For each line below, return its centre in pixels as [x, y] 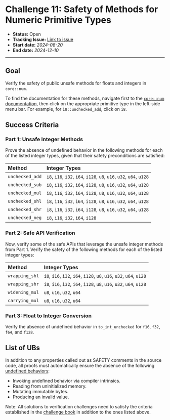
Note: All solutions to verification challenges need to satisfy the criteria [79, 406]
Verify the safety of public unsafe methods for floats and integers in [76, 83]
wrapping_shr [24, 284]
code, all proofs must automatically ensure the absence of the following [80, 365]
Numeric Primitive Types [58, 20]
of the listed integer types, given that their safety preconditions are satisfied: [85, 156]
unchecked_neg [25, 218]
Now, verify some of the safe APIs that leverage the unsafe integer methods [84, 244]
